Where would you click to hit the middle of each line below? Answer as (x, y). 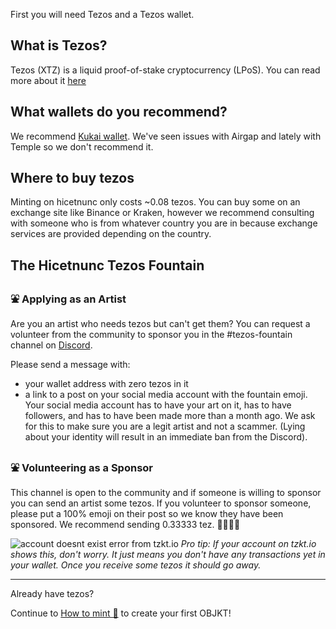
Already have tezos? (52, 594)
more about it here (48, 80)
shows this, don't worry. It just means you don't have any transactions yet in (168, 555)
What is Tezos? (59, 45)
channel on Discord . (51, 345)
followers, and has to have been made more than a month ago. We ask (170, 416)
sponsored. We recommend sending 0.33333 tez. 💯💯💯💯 (125, 525)
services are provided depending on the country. (111, 234)
